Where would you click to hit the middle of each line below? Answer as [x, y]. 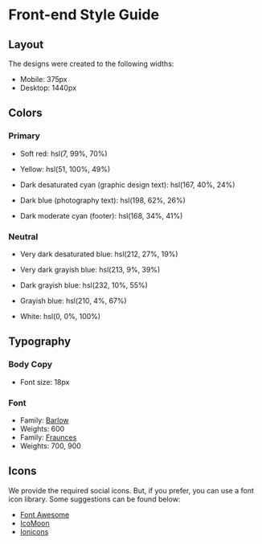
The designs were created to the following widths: [91, 63]
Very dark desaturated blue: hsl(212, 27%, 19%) [99, 254]
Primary [24, 136]
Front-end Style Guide [84, 15]
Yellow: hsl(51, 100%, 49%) [65, 169]
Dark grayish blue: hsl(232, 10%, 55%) [84, 285]
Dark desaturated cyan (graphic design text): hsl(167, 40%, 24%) [127, 184]
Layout [26, 45]
